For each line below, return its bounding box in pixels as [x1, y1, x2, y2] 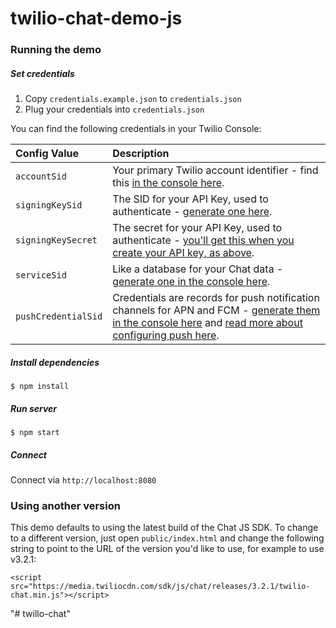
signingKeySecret [15, 235, 98, 246]
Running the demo [10, 43, 102, 57]
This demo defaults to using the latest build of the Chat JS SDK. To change [10, 522, 319, 534]
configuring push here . [112, 328, 220, 342]
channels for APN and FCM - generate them [112, 303, 321, 317]
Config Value [15, 147, 79, 161]
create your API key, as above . [112, 246, 255, 260]
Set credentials [10, 67, 75, 79]
